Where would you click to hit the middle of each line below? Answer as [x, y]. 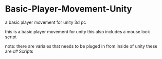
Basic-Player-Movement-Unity [69, 9]
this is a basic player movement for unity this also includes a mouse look [78, 31]
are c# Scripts [19, 51]
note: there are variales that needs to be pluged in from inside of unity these [81, 46]
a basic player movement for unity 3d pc [45, 22]
